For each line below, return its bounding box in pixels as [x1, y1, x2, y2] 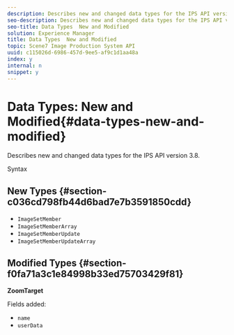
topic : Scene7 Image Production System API [7, 43, 136, 50]
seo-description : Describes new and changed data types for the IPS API [7, 17, 223, 24]
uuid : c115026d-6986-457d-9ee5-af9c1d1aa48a [7, 50, 139, 57]
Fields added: [7, 300, 47, 308]
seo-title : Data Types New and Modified [7, 23, 130, 30]
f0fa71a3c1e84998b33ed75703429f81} [7, 268, 184, 280]
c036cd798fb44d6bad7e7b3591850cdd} [7, 196, 192, 208]
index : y [7, 56, 33, 63]
